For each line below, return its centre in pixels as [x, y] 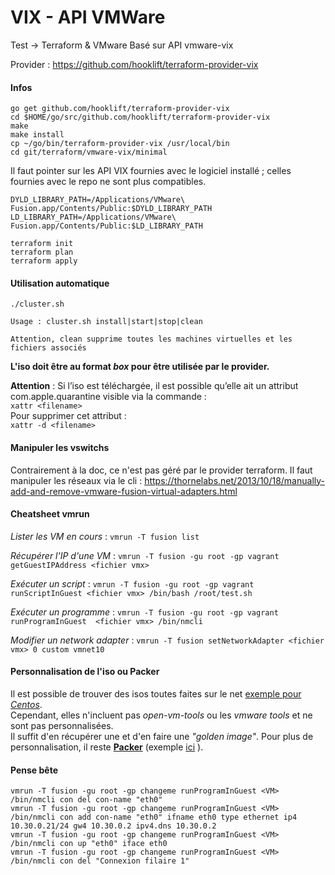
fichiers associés [48, 348]
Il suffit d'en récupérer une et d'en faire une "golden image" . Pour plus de [162, 736]
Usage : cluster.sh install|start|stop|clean [106, 322]
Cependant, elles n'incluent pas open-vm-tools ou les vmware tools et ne [161, 715]
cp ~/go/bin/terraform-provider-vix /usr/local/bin [120, 144]
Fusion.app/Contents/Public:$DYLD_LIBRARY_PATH [111, 209]
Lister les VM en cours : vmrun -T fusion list [105, 536]
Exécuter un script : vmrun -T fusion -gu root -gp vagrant [132, 583]
